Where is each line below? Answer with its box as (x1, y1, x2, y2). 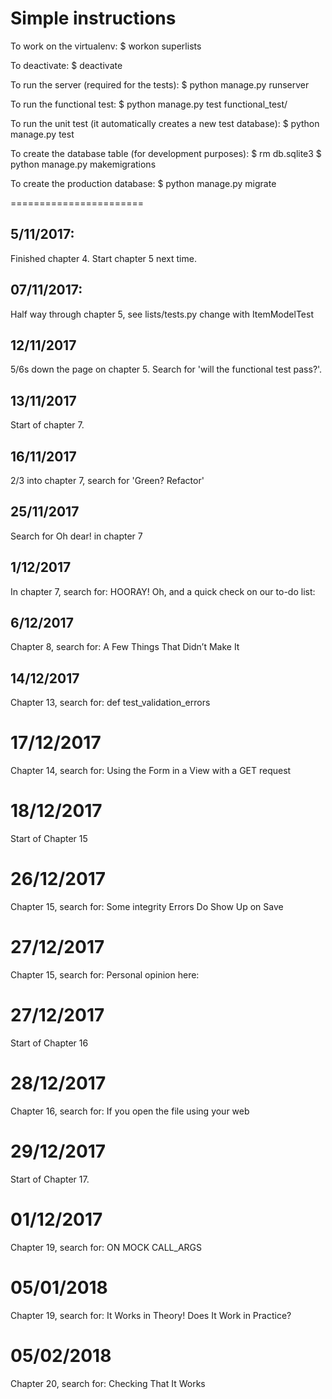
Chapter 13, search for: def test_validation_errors (10, 697, 211, 709)
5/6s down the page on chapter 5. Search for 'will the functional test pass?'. (10, 363, 323, 376)
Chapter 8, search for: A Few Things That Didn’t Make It (10, 641, 240, 653)
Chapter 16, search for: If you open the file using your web (10, 1105, 250, 1117)
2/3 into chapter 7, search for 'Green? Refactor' (10, 475, 205, 486)
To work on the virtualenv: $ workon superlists (10, 40, 202, 52)
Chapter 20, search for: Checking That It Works (10, 1377, 206, 1389)
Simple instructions (10, 7, 177, 30)
